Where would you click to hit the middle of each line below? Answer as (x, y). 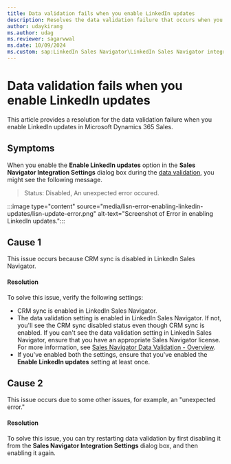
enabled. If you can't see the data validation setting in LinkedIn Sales (114, 332)
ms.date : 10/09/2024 (37, 45)
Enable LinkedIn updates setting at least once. (83, 362)
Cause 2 (25, 383)
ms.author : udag (30, 33)
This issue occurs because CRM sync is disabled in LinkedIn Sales (101, 259)
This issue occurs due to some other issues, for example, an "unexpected (111, 400)
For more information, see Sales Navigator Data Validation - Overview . (116, 347)
